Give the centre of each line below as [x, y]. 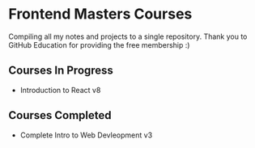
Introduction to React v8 [60, 90]
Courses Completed [60, 115]
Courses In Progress [61, 71]
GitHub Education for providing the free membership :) [99, 44]
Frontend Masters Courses [100, 14]
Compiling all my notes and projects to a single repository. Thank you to [128, 36]
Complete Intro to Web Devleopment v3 [86, 135]
